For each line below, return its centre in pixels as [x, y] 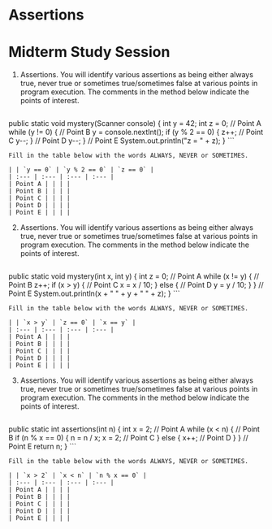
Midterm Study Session [89, 52]
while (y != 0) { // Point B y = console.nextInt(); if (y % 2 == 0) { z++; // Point [136, 132]
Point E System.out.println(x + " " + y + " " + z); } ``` [94, 293]
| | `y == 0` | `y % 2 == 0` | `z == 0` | [81, 170]
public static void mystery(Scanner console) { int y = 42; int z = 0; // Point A [135, 124]
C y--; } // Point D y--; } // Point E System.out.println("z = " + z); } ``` [121, 141]
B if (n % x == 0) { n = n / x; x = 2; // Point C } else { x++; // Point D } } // [129, 438]
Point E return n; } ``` [43, 447]
